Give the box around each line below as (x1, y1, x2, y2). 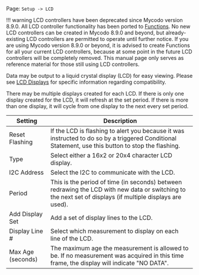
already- (165, 29, 187, 36)
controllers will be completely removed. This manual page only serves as (6, 55, 184, 61)
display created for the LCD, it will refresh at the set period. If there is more (6, 96, 188, 103)
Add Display (9, 210, 43, 218)
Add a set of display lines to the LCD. (50, 214, 153, 222)
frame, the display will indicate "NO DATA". (50, 259, 169, 267)
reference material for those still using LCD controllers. (6, 61, 140, 68)
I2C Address (9, 169, 44, 176)
